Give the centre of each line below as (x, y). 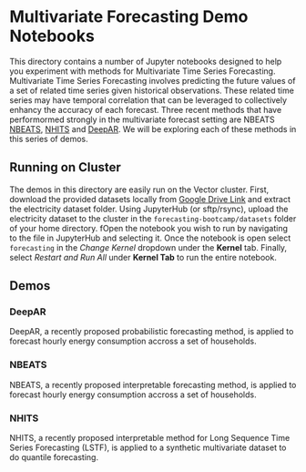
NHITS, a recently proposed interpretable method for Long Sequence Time (150, 438)
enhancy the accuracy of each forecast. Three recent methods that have (146, 109)
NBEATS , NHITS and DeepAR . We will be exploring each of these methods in (153, 128)
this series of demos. (49, 139)
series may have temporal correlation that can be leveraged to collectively (148, 100)
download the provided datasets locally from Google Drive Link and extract (150, 199)
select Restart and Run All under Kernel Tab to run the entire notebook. (143, 257)
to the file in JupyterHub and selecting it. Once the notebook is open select (150, 238)
